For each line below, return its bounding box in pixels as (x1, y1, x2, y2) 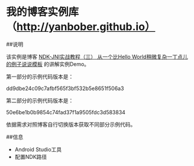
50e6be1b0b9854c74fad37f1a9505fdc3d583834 (6, 108, 126, 115)
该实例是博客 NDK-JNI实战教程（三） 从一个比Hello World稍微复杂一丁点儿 (6, 53, 188, 60)
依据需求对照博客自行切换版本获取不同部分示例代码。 (6, 121, 136, 128)
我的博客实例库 (6, 5, 79, 19)
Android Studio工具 (14, 145, 62, 153)
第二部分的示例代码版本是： (6, 97, 74, 104)
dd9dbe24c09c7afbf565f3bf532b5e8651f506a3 (6, 85, 124, 92)
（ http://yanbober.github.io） (6, 20, 156, 34)
